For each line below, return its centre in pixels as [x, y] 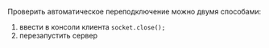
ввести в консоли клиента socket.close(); [92, 27]
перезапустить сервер [58, 36]
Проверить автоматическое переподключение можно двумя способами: [134, 12]
